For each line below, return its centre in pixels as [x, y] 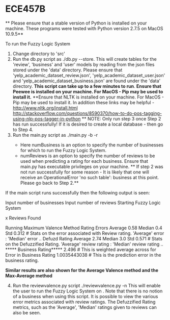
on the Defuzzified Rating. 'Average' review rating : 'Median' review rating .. [84, 244]
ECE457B [25, 9]
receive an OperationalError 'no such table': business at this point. [90, 177]
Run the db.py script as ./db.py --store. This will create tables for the [84, 59]
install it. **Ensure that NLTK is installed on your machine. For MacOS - [88, 97]
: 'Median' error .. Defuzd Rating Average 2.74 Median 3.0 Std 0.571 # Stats [84, 238]
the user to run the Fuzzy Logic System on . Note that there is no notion [88, 291]
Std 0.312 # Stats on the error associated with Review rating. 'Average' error [85, 233]
